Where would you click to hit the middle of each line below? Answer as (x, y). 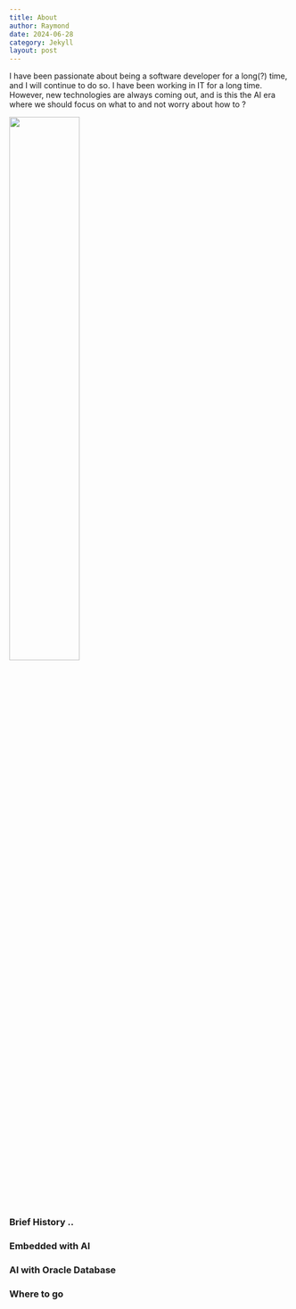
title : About (33, 17)
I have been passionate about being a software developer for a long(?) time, (148, 76)
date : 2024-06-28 (41, 34)
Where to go (37, 1294)
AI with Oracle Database (63, 1270)
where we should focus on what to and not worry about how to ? (128, 104)
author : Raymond (39, 26)
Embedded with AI (50, 1246)
